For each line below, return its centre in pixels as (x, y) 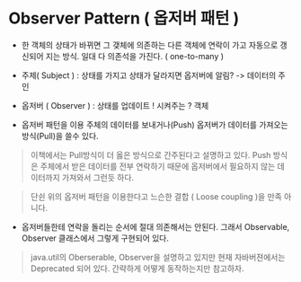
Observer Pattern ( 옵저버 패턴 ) (124, 18)
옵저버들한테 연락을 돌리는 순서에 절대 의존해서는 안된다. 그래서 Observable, (155, 226)
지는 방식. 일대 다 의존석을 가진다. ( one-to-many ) (135, 56)
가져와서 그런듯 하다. (98, 177)
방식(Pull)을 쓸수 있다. (60, 136)
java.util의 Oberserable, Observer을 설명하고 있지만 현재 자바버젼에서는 (158, 257)
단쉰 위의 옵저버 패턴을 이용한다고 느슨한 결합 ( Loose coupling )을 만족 (156, 196)
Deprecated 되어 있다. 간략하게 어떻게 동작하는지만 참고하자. (137, 268)
